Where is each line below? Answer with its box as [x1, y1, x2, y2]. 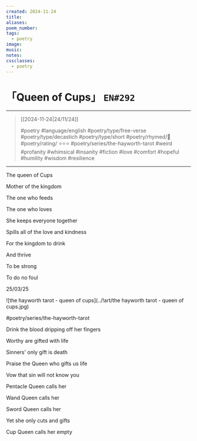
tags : [6, 31, 19, 36]
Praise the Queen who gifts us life [6, 360, 88, 367]
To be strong [6, 263, 37, 270]
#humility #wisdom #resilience [20, 155, 95, 162]
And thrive [6, 251, 31, 259]
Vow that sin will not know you [6, 372, 80, 379]
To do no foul [6, 274, 38, 281]
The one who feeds [6, 195, 53, 202]
